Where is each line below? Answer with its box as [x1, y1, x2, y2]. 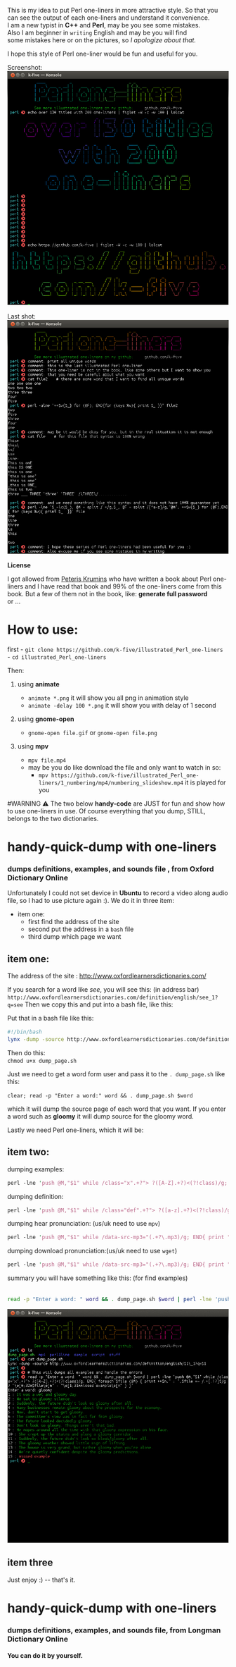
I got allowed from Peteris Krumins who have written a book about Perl [7, 574, 212, 583]
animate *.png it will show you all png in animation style [27, 694, 189, 702]
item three [7, 1557, 53, 1569]
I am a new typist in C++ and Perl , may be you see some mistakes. [7, 21, 201, 29]
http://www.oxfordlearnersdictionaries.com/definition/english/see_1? [7, 994, 218, 1002]
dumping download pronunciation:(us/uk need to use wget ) [7, 1247, 178, 1255]
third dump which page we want [27, 933, 122, 941]
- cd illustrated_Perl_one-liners [7, 652, 107, 661]
